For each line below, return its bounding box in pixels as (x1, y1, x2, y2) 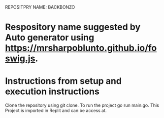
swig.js (5, 53, 35, 64)
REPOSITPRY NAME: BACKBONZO (5, 4, 75, 10)
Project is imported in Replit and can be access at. (5, 108, 107, 114)
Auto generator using (5, 32, 95, 43)
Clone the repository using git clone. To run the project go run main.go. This (5, 102, 159, 108)
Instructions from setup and (5, 76, 122, 87)
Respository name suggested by (5, 22, 141, 33)
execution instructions (5, 86, 99, 97)
